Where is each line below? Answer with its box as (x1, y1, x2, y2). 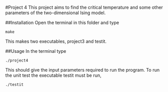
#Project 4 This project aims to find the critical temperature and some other (5, 5, 163, 10)
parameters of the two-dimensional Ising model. (5, 10, 106, 16)
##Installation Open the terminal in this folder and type (5, 20, 119, 25)
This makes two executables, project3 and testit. (5, 38, 107, 44)
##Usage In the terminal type (5, 48, 66, 54)
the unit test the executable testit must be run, (5, 72, 102, 78)
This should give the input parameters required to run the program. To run (5, 67, 160, 73)
